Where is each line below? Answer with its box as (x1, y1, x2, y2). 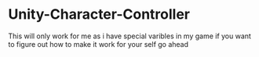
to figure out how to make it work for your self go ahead (8, 39, 189, 48)
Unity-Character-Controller (8, 5, 191, 23)
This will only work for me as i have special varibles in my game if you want (8, 31, 251, 41)
